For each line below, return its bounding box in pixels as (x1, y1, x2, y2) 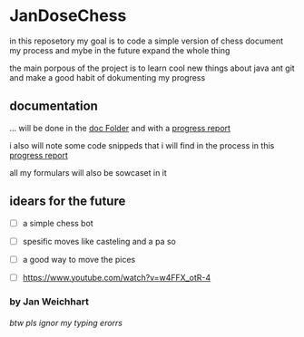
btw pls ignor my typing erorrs (9, 318, 123, 329)
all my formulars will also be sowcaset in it (9, 167, 168, 178)
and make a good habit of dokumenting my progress (9, 72, 206, 82)
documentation (9, 99, 98, 114)
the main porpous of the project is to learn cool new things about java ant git (9, 63, 295, 73)
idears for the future (9, 194, 126, 209)
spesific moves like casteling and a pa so (22, 236, 177, 246)
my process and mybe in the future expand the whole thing (9, 44, 230, 55)
